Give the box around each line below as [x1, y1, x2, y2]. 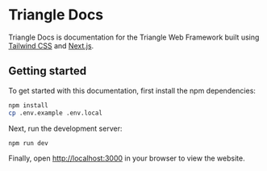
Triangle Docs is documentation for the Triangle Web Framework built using [8, 32, 260, 42]
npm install [8, 101, 48, 110]
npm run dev [8, 139, 48, 147]
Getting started [8, 65, 87, 78]
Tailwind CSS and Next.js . [8, 40, 94, 50]
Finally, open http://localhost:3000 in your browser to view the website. [8, 153, 245, 163]
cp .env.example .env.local [8, 109, 103, 117]
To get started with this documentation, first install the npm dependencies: [8, 85, 257, 95]
